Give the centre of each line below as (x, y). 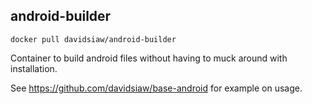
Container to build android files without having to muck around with (149, 58)
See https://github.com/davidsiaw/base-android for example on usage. (156, 88)
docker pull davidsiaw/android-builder (93, 39)
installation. (34, 68)
